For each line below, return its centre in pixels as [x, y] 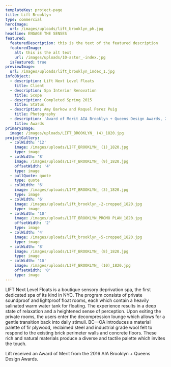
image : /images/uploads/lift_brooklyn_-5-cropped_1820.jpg [78, 237]
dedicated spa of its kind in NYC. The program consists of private [74, 295]
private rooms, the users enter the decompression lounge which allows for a [85, 317]
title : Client [29, 86]
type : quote [27, 180]
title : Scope [28, 95]
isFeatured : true [28, 62]
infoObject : [18, 76]
